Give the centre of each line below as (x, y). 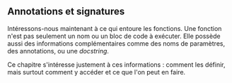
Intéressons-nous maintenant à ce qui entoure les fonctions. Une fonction (115, 28)
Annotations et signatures (66, 12)
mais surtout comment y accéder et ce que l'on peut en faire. (97, 72)
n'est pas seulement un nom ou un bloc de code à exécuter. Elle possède (114, 36)
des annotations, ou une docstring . (58, 51)
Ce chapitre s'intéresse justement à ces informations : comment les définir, (116, 64)
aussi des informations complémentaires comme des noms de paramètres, (116, 43)
